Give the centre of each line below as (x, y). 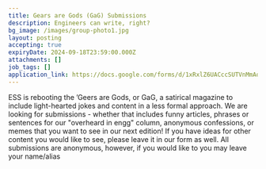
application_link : (38, 75)
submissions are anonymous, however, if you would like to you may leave (128, 148)
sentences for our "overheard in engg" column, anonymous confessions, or (131, 122)
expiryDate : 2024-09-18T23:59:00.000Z (72, 52)
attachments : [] (35, 60)
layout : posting (35, 38)
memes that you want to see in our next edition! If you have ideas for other (130, 131)
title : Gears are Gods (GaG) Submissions (78, 15)
